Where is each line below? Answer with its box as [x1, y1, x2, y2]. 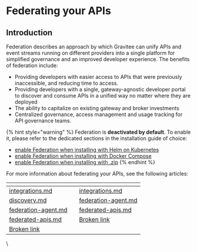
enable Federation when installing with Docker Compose [14, 152, 152, 160]
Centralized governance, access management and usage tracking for [14, 111, 183, 118]
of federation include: [6, 62, 58, 69]
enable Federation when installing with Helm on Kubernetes [14, 146, 159, 153]
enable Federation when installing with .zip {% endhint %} [14, 159, 156, 165]
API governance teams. [14, 117, 72, 124]
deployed [14, 98, 38, 105]
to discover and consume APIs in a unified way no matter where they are [14, 92, 191, 99]
